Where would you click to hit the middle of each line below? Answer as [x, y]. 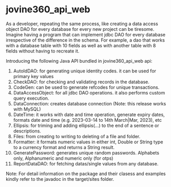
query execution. [31, 98]
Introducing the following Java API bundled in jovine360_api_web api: [79, 61]
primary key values [33, 76]
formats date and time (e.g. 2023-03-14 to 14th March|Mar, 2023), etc [88, 120]
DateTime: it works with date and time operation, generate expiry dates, [89, 115]
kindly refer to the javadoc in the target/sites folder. [60, 179]
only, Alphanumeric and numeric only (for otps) [63, 158]
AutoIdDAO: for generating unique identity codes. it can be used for [84, 71]
